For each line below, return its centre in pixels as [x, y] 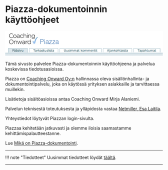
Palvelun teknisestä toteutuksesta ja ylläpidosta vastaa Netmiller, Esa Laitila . [83, 108]
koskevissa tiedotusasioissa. [34, 69]
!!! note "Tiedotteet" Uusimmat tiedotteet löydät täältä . [61, 157]
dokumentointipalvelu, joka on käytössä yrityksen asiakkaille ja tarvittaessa [82, 84]
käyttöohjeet [32, 20]
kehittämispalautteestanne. [33, 133]
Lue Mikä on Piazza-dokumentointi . [42, 143]
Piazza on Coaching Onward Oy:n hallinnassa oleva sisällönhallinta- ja [77, 78]
